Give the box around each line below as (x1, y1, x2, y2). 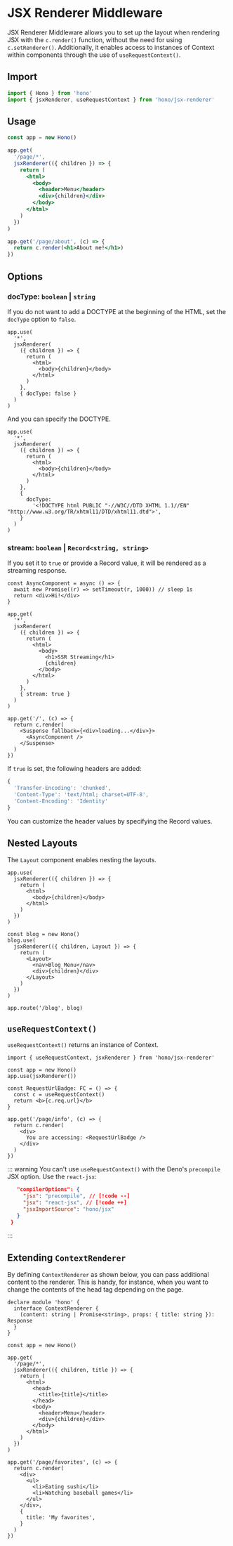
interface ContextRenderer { (13, 1305, 99, 1312)
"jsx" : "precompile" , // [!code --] (22, 1193, 131, 1200)
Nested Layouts (7, 837, 78, 849)
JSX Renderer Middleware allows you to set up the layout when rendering (7, 28, 220, 37)
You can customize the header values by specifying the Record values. (7, 817, 213, 825)
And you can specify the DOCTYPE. (7, 415, 111, 423)
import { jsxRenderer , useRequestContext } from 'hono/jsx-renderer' (7, 96, 215, 103)
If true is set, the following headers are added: (7, 765, 142, 773)
